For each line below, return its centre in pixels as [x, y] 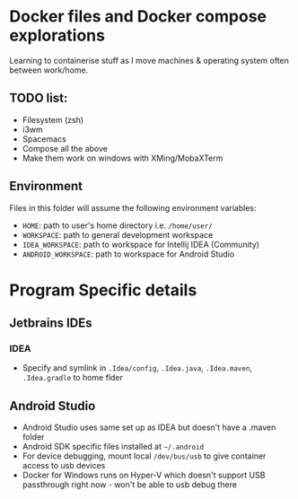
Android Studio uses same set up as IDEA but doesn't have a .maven [149, 427]
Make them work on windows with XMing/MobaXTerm [123, 158]
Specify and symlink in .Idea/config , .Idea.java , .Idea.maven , [137, 368]
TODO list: [39, 98]
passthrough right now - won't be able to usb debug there [130, 485]
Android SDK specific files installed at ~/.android [113, 447]
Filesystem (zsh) [53, 119]
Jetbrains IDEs [51, 324]
